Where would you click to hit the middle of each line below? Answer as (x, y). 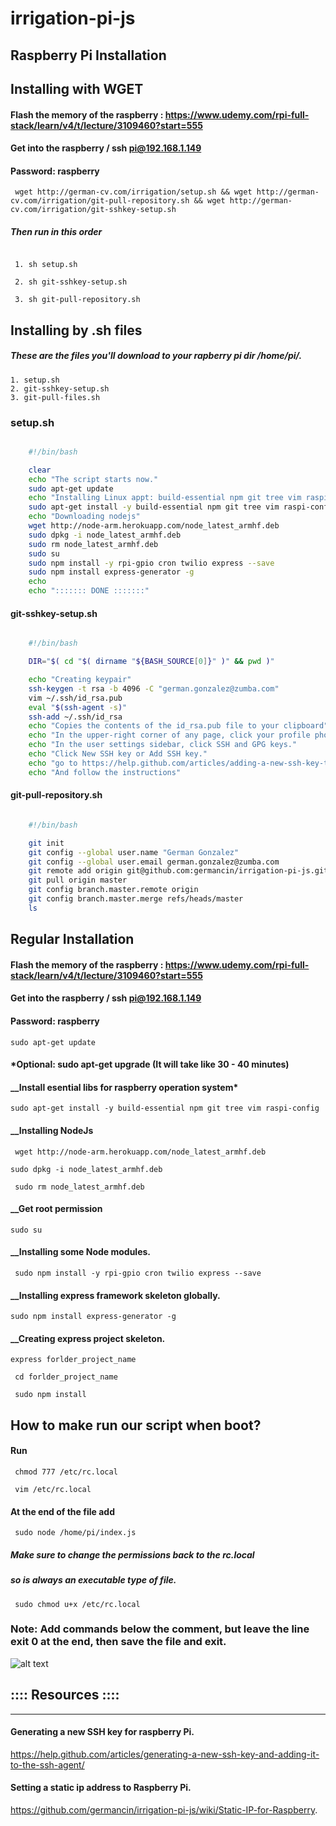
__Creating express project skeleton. (88, 1338)
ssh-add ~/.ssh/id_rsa (75, 717)
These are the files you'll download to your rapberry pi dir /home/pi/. (156, 356)
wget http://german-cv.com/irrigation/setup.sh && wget (133, 192)
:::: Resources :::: (65, 1695)
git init (46, 843)
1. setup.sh (35, 380)
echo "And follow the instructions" (105, 772)
